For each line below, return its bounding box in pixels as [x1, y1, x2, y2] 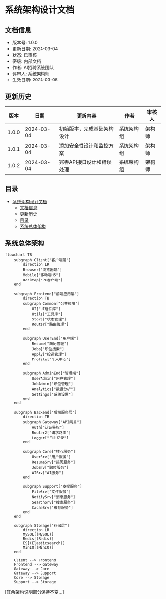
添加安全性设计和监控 [59, 142, 109, 149]
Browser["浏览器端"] [23, 267, 62, 272]
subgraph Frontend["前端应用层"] [14, 292, 79, 297]
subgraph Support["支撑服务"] [23, 484, 83, 489]
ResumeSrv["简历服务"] [31, 460, 76, 465]
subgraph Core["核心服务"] [23, 449, 76, 454]
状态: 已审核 [12, 52, 37, 58]
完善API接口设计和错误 [59, 159, 112, 165]
